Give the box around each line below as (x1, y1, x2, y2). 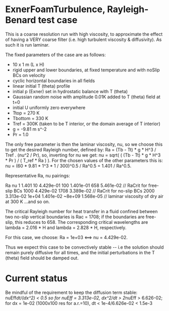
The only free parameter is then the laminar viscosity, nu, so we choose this (5, 141, 163, 147)
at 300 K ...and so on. (5, 199, 50, 205)
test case (37, 14, 78, 26)
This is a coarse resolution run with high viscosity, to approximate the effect (5, 31, 163, 37)
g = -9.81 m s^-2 (12, 126, 47, 132)
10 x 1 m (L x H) (12, 61, 44, 67)
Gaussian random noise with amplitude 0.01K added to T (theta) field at (12, 94, 160, 100)
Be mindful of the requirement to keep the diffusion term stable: (5, 289, 138, 295)
